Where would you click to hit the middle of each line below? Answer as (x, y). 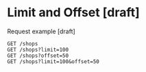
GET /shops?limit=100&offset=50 (53, 61)
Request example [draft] (41, 31)
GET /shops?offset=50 (38, 56)
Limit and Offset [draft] (74, 13)
